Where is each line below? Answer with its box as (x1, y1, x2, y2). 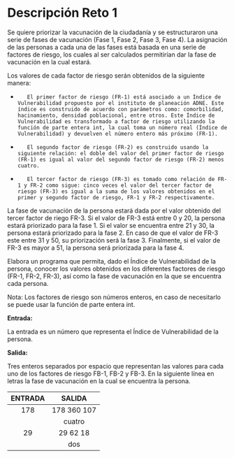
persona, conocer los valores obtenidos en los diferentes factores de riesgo (7, 264, 226, 273)
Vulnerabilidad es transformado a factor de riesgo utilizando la (17, 117, 215, 125)
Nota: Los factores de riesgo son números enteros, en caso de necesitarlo (7, 292, 221, 301)
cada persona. (7, 279, 49, 287)
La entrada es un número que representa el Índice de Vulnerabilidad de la (7, 327, 219, 336)
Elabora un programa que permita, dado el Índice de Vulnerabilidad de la (7, 257, 217, 265)
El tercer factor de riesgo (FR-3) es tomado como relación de (27, 176, 215, 183)
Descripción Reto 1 (7, 5, 117, 21)
